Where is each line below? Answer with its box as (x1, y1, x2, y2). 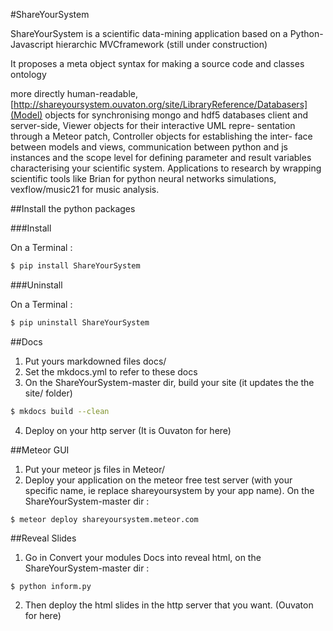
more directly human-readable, (10, 88, 138, 99)
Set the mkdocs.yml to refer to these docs (24, 365, 198, 378)
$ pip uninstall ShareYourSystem (10, 317, 150, 328)
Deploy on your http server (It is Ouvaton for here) (24, 424, 232, 436)
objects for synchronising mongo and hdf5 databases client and (44, 109, 309, 121)
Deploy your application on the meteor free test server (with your (24, 474, 293, 486)
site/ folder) (24, 387, 73, 399)
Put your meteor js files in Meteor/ (24, 463, 166, 475)
